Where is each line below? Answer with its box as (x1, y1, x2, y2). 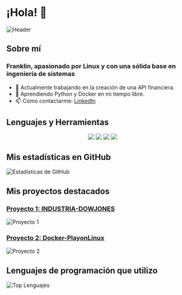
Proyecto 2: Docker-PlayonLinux (6, 233, 105, 242)
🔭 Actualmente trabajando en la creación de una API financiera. (15, 83, 175, 91)
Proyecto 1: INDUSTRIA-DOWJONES (6, 204, 115, 213)
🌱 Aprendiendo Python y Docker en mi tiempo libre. (15, 90, 145, 98)
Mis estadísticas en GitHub (6, 151, 111, 162)
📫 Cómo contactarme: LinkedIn (15, 97, 96, 104)
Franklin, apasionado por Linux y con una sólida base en (6, 62, 176, 71)
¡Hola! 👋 (6, 6, 47, 20)
